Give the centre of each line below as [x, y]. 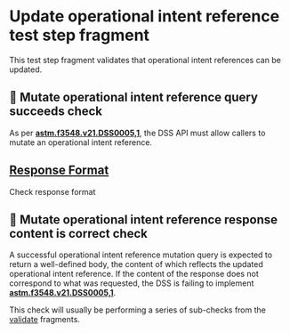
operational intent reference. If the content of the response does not [134, 274]
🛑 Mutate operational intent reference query [133, 97]
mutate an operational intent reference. [81, 142]
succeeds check [56, 112]
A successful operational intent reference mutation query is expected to [141, 255]
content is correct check [79, 233]
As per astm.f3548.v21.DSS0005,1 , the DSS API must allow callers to [137, 133]
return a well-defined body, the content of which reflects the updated [137, 264]
